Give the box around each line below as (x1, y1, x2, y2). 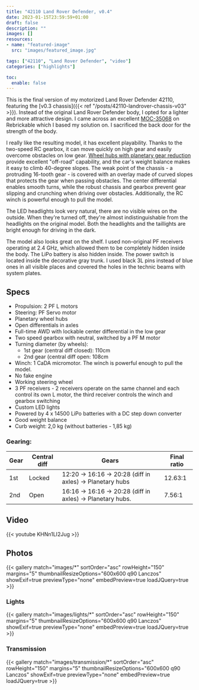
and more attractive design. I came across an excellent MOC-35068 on (6, 115, 179, 122)
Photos (6, 548, 33, 558)
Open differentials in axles (14, 322, 79, 329)
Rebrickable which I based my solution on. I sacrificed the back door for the (6, 121, 191, 128)
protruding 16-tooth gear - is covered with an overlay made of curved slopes (6, 171, 193, 178)
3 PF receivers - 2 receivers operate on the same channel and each (14, 385, 179, 392)
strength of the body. (6, 128, 58, 135)
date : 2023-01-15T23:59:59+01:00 (6, 14, 89, 20)
